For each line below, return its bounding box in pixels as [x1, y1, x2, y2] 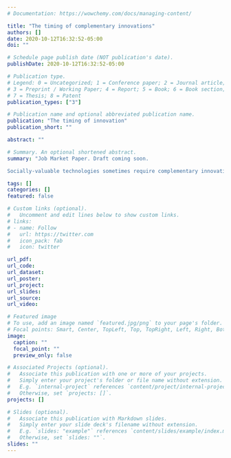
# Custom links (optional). [7, 205, 88, 212]
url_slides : [7, 288, 41, 295]
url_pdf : [7, 256, 32, 263]
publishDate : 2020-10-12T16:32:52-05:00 [7, 61, 125, 67]
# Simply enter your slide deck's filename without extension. [7, 421, 198, 428]
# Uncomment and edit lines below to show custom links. [7, 211, 180, 218]
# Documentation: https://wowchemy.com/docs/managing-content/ [7, 10, 192, 17]
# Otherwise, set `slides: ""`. [7, 435, 107, 441]
